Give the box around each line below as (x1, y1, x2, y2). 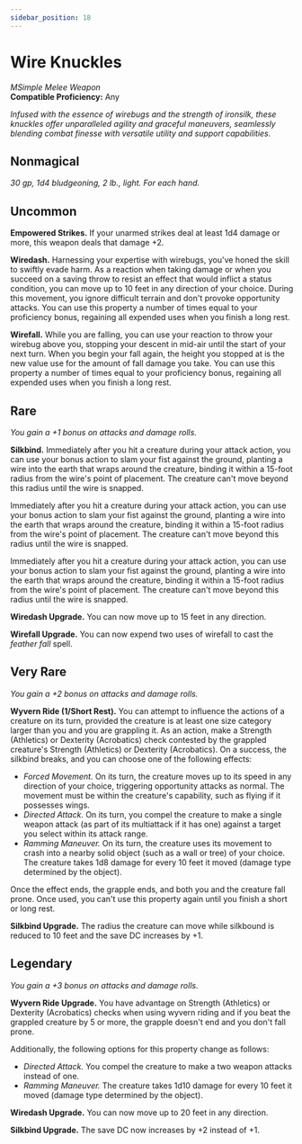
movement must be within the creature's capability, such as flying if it (22, 790, 281, 800)
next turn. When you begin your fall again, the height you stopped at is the (10, 348, 286, 360)
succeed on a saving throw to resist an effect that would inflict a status (10, 273, 272, 284)
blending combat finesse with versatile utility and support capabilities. (10, 128, 271, 139)
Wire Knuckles (10, 51, 122, 72)
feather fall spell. (10, 639, 73, 648)
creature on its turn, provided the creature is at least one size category (10, 715, 272, 726)
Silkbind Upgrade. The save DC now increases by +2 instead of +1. (10, 1124, 260, 1135)
